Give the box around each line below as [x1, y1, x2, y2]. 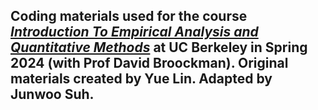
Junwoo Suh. [10, 86, 95, 103]
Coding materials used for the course [10, 8, 248, 25]
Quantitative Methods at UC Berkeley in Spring [10, 39, 308, 56]
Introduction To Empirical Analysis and [10, 24, 259, 41]
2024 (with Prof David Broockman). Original [10, 55, 289, 72]
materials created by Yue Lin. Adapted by [10, 70, 273, 88]
